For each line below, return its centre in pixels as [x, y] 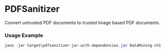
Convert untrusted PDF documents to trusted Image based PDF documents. [83, 23]
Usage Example [24, 35]
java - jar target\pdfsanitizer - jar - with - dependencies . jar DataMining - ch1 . [84, 46]
